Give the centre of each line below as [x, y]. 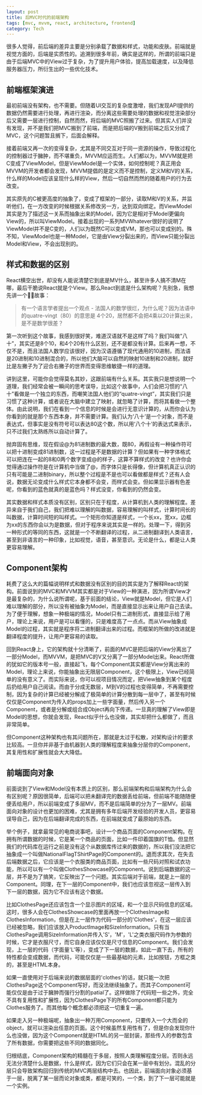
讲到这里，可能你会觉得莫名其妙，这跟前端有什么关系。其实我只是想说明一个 [101, 378]
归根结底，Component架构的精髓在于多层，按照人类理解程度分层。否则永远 [100, 1055]
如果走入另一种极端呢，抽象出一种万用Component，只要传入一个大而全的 [97, 1020]
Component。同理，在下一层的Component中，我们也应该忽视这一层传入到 [99, 884]
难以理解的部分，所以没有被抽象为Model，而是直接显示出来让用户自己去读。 [101, 606]
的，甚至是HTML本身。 [35, 964]
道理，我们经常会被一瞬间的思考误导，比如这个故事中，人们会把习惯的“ [94, 386]
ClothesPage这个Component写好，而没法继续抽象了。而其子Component [96, 985]
